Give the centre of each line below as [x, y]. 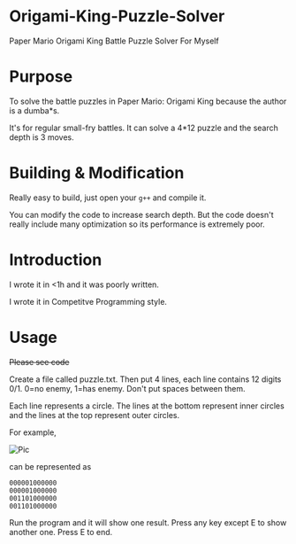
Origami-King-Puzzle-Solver [117, 16]
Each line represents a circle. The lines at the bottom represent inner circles [147, 406]
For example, [33, 432]
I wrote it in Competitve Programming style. [88, 301]
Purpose [41, 77]
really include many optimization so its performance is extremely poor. [137, 224]
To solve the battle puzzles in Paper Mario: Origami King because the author [148, 101]
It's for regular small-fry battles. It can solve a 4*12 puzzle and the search [144, 128]
